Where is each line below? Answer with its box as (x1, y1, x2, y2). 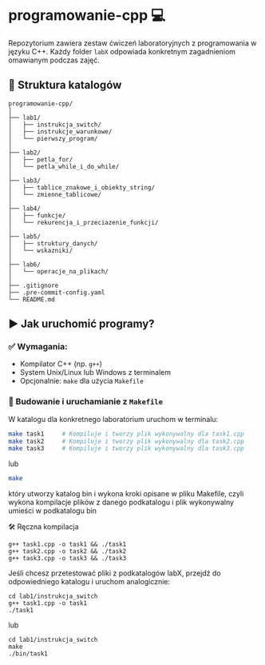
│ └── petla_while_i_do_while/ (8, 162, 120, 170)
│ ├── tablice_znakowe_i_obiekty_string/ (8, 183, 156, 192)
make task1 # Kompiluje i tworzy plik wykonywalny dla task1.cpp (8, 429, 245, 438)
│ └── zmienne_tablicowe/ (8, 190, 102, 198)
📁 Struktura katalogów (8, 78, 122, 92)
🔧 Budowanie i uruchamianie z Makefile (8, 396, 164, 408)
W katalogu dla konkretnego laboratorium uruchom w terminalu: (8, 414, 219, 424)
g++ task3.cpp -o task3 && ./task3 (8, 555, 127, 563)
